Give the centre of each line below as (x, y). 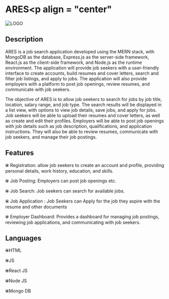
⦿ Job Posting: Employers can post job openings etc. (61, 181)
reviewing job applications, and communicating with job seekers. (73, 222)
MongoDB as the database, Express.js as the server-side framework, (77, 57)
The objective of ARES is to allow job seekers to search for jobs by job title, (84, 99)
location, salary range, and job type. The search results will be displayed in (83, 105)
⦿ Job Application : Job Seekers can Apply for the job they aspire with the (83, 201)
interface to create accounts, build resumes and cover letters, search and (82, 73)
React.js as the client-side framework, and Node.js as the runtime (74, 62)
